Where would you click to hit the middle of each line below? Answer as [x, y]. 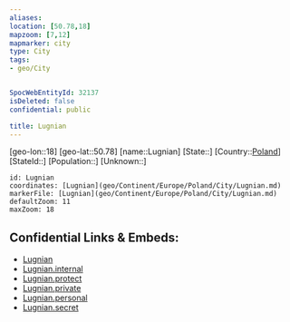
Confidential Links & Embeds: [94, 237]
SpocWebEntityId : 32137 [54, 93]
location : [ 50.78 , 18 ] [50, 26]
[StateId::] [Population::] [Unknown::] [78, 161]
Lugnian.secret [50, 307]
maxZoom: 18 [32, 210]
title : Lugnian [38, 126]
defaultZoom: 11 [40, 202]
